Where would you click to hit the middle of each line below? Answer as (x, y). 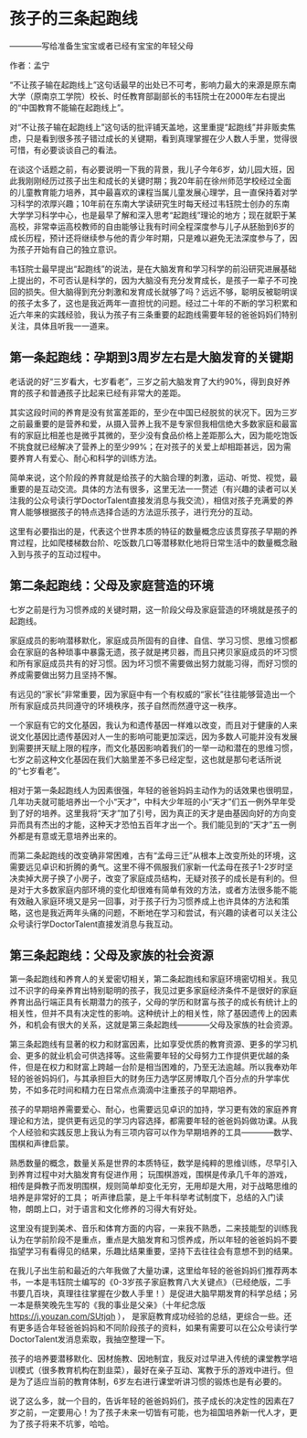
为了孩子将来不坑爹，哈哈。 (62, 1424)
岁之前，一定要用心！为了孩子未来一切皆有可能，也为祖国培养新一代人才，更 (153, 1412)
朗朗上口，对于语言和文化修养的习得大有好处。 (113, 1209)
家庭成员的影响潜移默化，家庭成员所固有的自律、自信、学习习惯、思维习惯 (149, 640)
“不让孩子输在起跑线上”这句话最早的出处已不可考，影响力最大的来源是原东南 (153, 84)
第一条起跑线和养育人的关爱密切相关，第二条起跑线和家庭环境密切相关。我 (149, 979)
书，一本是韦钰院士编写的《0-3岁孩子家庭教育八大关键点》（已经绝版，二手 (150, 1282)
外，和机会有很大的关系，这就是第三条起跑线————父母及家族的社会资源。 (153, 1025)
